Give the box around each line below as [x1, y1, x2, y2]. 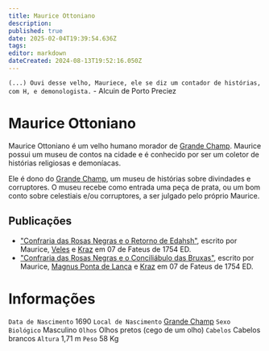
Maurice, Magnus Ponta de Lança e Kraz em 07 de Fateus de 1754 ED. [19, 261, 254, 271]
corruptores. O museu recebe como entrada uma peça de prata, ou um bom [8, 182, 261, 192]
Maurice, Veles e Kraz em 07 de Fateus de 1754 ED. [19, 244, 192, 254]
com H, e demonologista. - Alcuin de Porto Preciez [8, 86, 177, 95]
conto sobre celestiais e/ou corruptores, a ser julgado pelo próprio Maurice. [8, 190, 260, 200]
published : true [8, 27, 63, 35]
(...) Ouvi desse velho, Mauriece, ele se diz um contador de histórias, [8, 78, 262, 87]
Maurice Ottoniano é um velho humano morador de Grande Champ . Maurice [8, 140, 262, 150]
